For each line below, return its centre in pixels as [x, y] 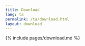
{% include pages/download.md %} [43, 38]
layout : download [24, 24]
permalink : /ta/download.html [37, 19]
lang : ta [15, 14]
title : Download [22, 10]
